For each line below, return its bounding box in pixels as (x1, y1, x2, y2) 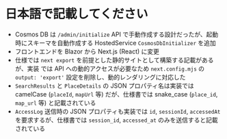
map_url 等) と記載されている (14, 99, 96, 107)
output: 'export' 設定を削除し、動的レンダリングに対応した (14, 73, 186, 81)
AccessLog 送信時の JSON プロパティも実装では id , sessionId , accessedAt (14, 107, 221, 115)
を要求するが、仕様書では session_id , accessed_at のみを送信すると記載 (14, 116, 218, 124)
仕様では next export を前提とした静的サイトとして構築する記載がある (14, 55, 215, 64)
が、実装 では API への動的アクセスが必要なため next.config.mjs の (14, 64, 205, 73)
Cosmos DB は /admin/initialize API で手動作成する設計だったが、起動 (14, 30, 219, 38)
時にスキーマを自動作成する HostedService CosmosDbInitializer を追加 (14, 38, 217, 47)
